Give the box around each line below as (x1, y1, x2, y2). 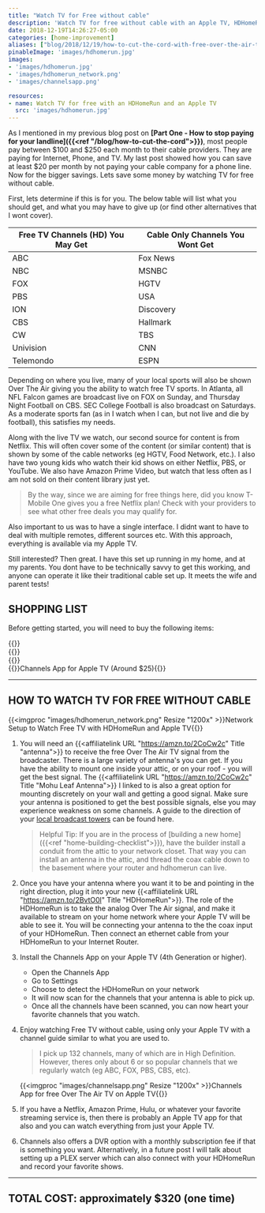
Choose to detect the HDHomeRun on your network (31, 984, 200, 993)
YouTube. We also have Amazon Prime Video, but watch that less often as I (8, 467, 252, 476)
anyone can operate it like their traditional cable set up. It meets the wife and (8, 571, 257, 580)
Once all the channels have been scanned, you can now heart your (31, 1001, 249, 1011)
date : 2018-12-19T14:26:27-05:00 (8, 26, 118, 34)
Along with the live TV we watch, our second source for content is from (8, 433, 241, 442)
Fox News (137, 253, 175, 264)
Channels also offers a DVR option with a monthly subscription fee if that (19, 1136, 256, 1146)
